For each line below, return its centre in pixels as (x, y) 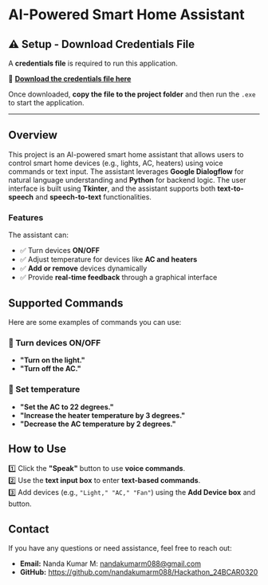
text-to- (231, 188)
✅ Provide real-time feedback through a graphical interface (118, 278)
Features (26, 217)
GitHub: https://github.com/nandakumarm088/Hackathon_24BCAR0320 (139, 572)
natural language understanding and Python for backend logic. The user (127, 180)
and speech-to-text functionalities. (93, 196)
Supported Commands (66, 303)
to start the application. (47, 103)
